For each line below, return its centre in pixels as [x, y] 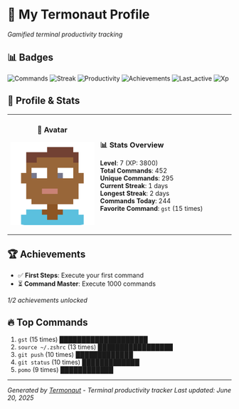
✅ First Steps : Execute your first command [81, 275]
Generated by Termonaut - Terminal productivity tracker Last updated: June [119, 390]
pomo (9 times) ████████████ [65, 370]
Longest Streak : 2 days [134, 193]
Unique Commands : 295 [137, 178]
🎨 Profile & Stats [44, 101]
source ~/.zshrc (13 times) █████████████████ [95, 347]
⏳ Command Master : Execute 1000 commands [87, 284]
